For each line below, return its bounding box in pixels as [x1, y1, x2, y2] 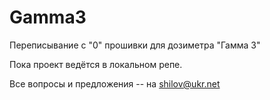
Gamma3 [9, 6, 87, 29]
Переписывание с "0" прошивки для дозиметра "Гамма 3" [9, 39, 261, 51]
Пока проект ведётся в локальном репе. [9, 58, 183, 70]
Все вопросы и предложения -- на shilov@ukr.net [9, 77, 221, 90]
